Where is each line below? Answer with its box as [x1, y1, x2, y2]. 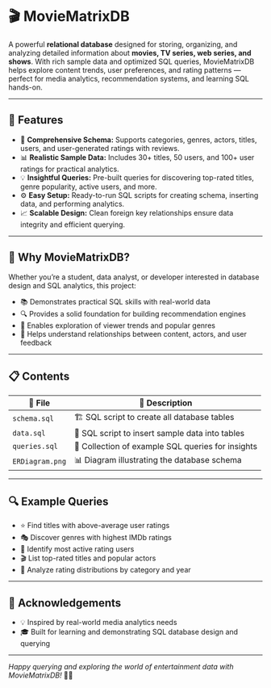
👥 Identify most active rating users [19, 544, 135, 554]
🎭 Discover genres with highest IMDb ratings [19, 533, 172, 543]
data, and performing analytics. [19, 199, 125, 208]
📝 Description [139, 397, 193, 409]
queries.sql [12, 442, 59, 451]
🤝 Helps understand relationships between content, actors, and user [19, 329, 248, 338]
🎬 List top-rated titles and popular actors [19, 553, 156, 563]
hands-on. [8, 82, 43, 92]
